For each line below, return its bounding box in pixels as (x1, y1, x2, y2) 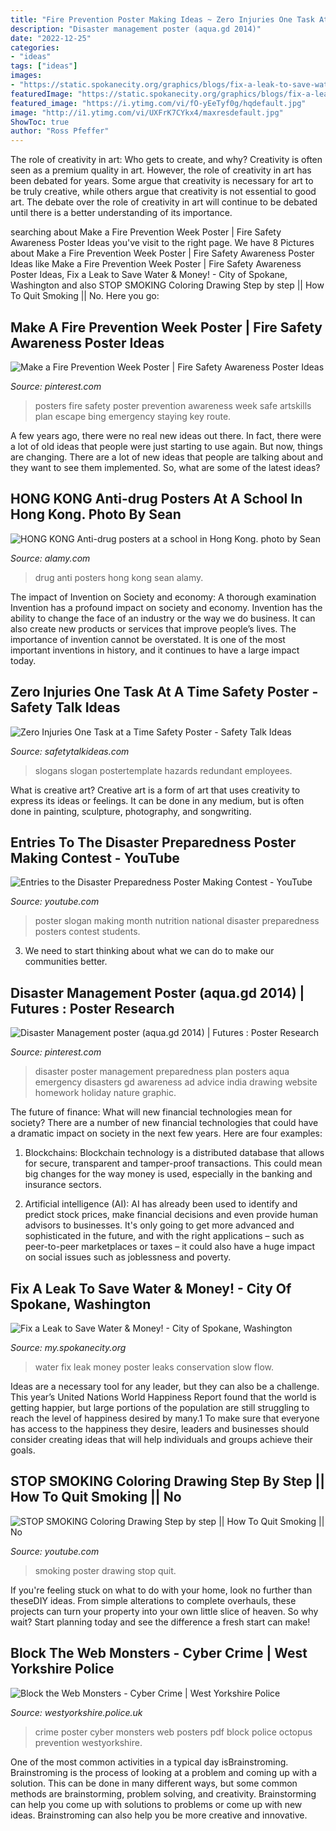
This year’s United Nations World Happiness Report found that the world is (10, 1391, 317, 1403)
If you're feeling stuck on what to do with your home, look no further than (10, 1584, 313, 1596)
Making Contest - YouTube (10, 849, 180, 866)
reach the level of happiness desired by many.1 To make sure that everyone (10, 1412, 320, 1424)
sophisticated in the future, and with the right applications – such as (24, 1230, 305, 1242)
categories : (10, 42, 60, 53)
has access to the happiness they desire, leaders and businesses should (10, 1423, 310, 1435)
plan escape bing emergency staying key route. (34, 410, 232, 422)
